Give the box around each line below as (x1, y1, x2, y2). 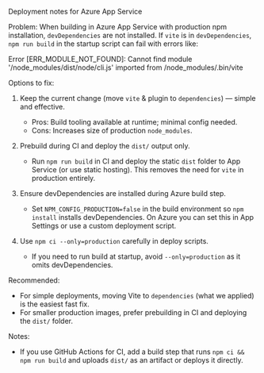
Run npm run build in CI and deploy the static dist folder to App (31, 156, 241, 166)
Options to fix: (8, 79, 55, 87)
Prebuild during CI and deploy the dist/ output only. (19, 141, 190, 150)
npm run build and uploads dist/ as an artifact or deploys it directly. (19, 356, 243, 364)
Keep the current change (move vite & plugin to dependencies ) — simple (19, 94, 256, 102)
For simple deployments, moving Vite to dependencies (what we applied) (19, 291, 255, 300)
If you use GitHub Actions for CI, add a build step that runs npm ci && (19, 347, 245, 356)
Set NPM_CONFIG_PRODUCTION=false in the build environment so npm (31, 204, 244, 213)
